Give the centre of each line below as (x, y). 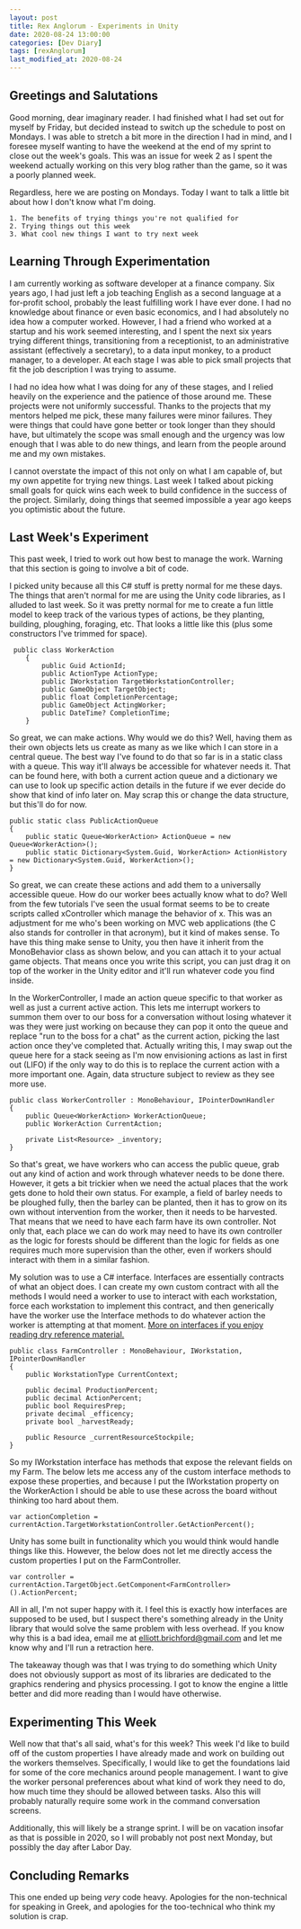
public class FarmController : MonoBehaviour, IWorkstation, (126, 1351)
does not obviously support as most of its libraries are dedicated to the (140, 1674)
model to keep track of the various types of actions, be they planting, (137, 615)
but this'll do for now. (49, 805)
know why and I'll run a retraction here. (82, 1648)
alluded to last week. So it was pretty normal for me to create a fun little (142, 605)
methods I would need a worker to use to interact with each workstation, (143, 1297)
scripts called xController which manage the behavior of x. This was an (141, 914)
